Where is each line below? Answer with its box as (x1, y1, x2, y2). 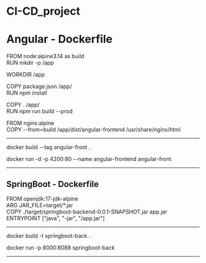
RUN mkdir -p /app (6, 59, 54, 67)
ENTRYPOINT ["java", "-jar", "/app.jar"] (6, 214, 105, 221)
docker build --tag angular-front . (6, 144, 91, 151)
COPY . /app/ (6, 101, 40, 108)
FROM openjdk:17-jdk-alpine (6, 194, 78, 202)
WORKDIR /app (6, 71, 45, 78)
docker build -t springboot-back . (6, 232, 91, 239)
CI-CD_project (6, 4, 81, 18)
